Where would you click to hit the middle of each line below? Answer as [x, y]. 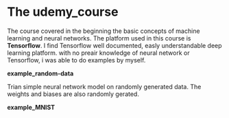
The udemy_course [63, 12]
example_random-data [40, 73]
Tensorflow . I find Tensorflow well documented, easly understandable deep [114, 45]
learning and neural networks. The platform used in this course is [99, 38]
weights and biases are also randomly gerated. [73, 94]
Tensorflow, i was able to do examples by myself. [76, 60]
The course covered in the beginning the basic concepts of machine [104, 31]
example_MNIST [31, 107]
